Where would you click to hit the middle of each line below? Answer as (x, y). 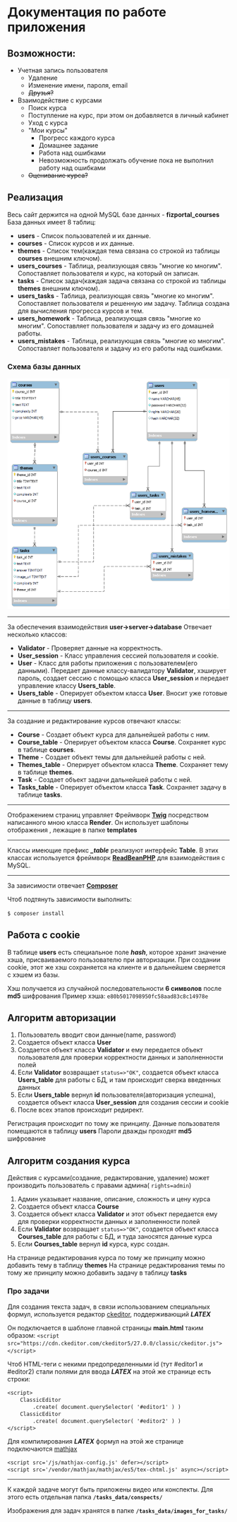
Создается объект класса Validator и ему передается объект (110, 1050)
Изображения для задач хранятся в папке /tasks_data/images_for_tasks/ (117, 1510)
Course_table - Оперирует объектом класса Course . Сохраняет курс (122, 742)
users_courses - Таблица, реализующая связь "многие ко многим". (120, 266)
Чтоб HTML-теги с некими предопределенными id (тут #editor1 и (105, 1364)
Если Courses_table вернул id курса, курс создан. (93, 1244)
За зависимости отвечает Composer (63, 885)
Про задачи (28, 1291)
